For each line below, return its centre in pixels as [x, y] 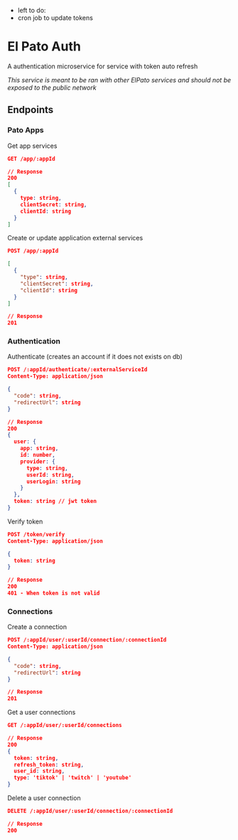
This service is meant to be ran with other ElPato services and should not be [119, 80]
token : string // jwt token [55, 501]
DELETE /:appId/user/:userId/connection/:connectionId [90, 811]
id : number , [38, 455]
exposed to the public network [52, 87]
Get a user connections [42, 712]
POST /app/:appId [33, 251]
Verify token [25, 521]
